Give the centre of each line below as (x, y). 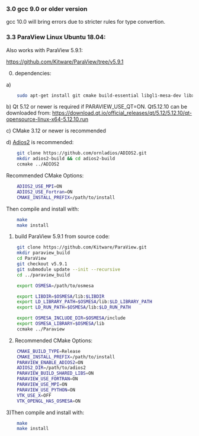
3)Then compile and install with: (45, 412)
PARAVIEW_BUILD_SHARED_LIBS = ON (55, 373)
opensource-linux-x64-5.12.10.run (47, 119)
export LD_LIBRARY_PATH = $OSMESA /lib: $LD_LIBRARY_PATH (84, 302)
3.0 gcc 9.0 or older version (47, 9)
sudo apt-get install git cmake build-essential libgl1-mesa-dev (99, 96)
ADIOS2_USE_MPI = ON (39, 187)
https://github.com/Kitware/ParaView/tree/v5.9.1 (65, 62)
